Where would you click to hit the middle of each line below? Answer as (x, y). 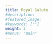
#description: (20, 15)
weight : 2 (16, 29)
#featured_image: (23, 19)
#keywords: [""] (22, 24)
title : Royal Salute (27, 10)
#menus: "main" (21, 33)
